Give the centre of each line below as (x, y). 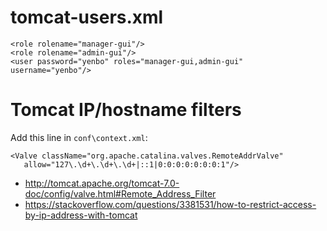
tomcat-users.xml (87, 17)
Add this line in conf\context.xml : (79, 137)
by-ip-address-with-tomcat (81, 215)
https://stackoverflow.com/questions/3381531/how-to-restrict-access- (170, 204)
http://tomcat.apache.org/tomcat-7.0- (102, 183)
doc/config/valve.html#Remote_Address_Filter (120, 193)
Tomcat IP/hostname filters (126, 110)
